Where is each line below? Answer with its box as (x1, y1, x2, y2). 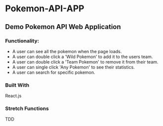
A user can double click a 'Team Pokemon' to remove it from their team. (12, 59, 159, 64)
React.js (5, 93, 22, 99)
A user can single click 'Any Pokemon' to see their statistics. (12, 64, 135, 70)
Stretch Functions (5, 105, 49, 112)
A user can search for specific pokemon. (12, 69, 95, 75)
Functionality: (5, 37, 40, 44)
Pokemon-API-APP (5, 3, 84, 14)
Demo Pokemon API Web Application (5, 23, 121, 31)
